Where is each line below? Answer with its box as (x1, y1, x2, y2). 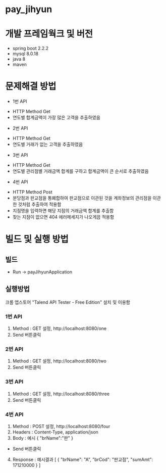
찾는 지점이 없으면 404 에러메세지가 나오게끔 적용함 (12, 214, 115, 220)
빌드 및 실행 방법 (5, 233, 69, 245)
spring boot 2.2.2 (12, 45, 49, 52)
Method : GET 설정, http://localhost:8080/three (12, 391, 110, 397)
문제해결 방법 (5, 81, 57, 92)
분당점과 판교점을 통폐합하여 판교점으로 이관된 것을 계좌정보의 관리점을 (12, 195, 152, 201)
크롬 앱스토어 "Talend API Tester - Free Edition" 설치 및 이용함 (5, 299, 130, 305)
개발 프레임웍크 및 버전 (5, 28, 93, 40)
